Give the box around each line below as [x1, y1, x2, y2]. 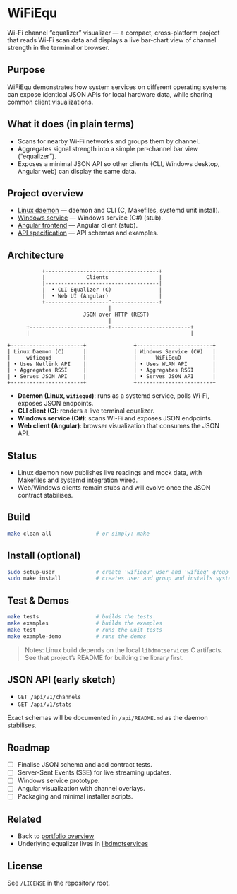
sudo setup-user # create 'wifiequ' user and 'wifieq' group [7, 568, 229, 575]
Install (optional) [7, 550, 81, 562]
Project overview [7, 187, 84, 199]
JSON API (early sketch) [7, 674, 116, 686]
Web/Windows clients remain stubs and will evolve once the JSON [17, 483, 211, 492]
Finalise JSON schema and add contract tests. [17, 760, 153, 769]
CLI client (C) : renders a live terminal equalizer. [17, 406, 155, 415]
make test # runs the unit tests [7, 626, 162, 633]
